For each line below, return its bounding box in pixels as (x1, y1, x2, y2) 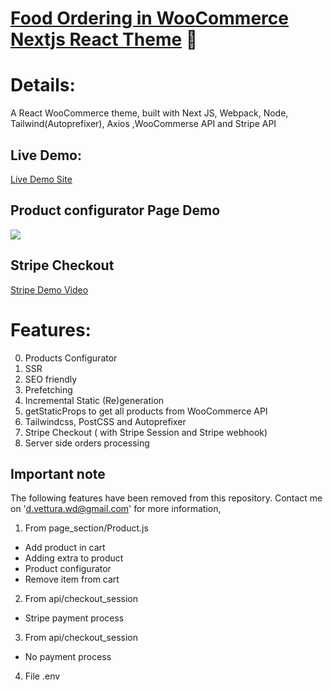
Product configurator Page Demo (10, 202, 221, 219)
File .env (24, 670, 61, 682)
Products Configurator (24, 352, 118, 364)
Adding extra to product (24, 552, 124, 564)
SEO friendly (24, 373, 78, 385)
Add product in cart (24, 542, 106, 554)
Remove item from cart (24, 573, 120, 586)
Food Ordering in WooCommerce (10, 7, 289, 30)
